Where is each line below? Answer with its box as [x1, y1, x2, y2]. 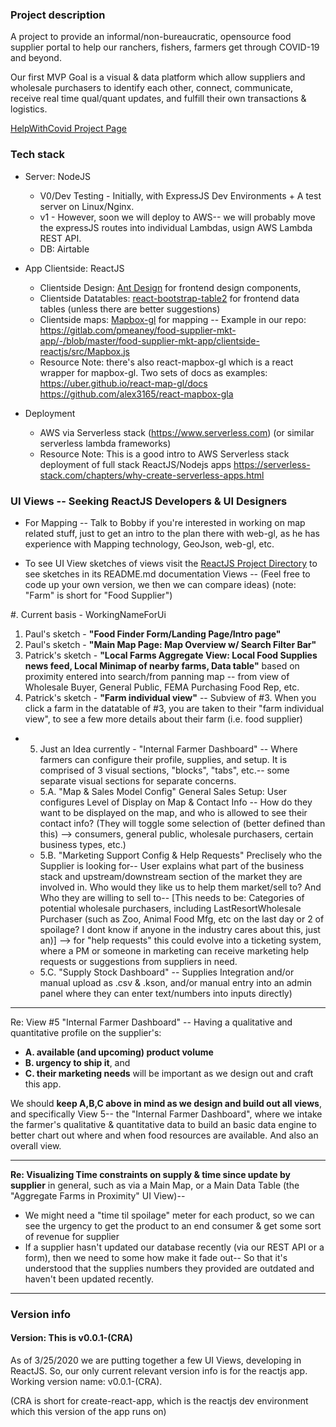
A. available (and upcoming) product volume [24, 1046, 214, 1058]
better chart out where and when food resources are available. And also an [10, 1129, 319, 1141]
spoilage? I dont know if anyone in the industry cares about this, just [39, 923, 321, 935]
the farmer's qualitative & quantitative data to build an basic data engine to [10, 1118, 317, 1130]
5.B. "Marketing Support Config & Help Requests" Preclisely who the [39, 849, 323, 861]
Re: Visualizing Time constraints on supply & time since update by [10, 1168, 291, 1180]
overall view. [10, 1139, 62, 1152]
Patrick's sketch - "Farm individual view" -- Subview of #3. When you [24, 691, 317, 703]
